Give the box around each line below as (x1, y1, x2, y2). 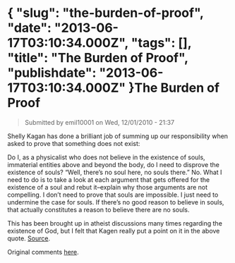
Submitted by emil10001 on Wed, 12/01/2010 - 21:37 (24, 118, 175, 126)
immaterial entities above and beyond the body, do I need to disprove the (7, 160, 220, 169)
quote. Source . (7, 234, 51, 243)
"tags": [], (131, 35, 192, 51)
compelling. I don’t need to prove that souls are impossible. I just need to (7, 190, 219, 199)
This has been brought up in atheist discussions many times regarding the (7, 219, 222, 227)
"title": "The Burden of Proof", (7, 50, 188, 66)
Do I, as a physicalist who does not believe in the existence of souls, (7, 153, 206, 161)
